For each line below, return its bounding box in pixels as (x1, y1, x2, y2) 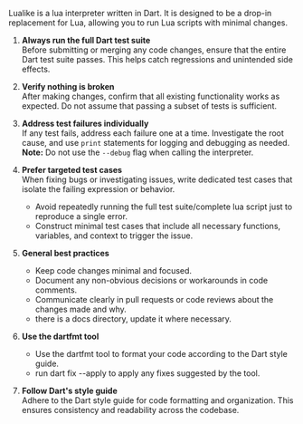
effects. (21, 63, 51, 74)
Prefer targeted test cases (21, 165, 123, 175)
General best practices (21, 248, 109, 258)
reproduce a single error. (34, 211, 128, 221)
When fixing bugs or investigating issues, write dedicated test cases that (21, 174, 293, 185)
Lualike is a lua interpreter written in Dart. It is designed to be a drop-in (8, 8, 272, 18)
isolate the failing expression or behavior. (21, 184, 175, 194)
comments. (34, 284, 78, 295)
